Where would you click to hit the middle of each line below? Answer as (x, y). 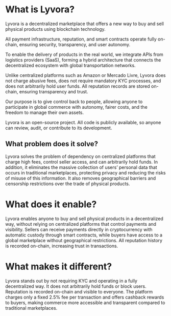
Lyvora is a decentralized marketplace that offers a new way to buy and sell (85, 24)
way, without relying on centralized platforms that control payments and (81, 224)
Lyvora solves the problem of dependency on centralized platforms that (80, 156)
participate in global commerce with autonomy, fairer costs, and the (77, 107)
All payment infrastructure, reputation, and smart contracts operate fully (81, 39)
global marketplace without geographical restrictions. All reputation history (84, 240)
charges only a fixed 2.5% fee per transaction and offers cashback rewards (85, 297)
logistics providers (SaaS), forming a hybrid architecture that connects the (83, 60)
